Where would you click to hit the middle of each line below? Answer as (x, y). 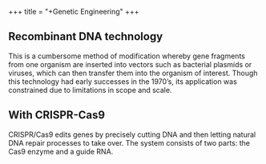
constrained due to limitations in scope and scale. (90, 90)
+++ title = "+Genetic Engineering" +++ (74, 12)
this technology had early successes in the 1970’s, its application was (123, 81)
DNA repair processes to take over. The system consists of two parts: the (129, 142)
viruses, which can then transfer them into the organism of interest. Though (133, 73)
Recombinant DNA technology (86, 36)
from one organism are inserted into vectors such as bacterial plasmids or (130, 64)
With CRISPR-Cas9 (57, 115)
